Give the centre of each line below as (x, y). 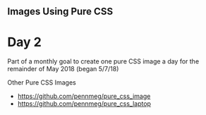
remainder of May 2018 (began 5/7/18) (63, 69)
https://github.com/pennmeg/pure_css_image (84, 96)
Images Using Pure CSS (60, 12)
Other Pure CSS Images (42, 83)
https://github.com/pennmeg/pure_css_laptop (84, 104)
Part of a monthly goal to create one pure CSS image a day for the (103, 61)
